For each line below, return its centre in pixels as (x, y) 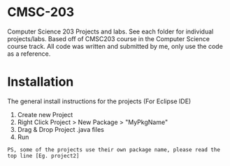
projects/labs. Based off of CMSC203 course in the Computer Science (108, 38)
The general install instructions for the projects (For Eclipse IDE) (99, 101)
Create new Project (45, 114)
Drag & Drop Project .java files (61, 129)
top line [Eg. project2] (43, 156)
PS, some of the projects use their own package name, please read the (114, 150)
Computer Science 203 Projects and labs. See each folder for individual (110, 31)
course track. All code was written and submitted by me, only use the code (115, 46)
